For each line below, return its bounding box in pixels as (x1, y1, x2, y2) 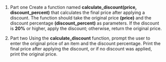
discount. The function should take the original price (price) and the (10, 15, 151, 20)
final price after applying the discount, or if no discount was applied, (10, 46, 152, 51)
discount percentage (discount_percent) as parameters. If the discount (10, 20, 159, 26)
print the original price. (10, 51, 58, 57)
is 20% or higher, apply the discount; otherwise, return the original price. (10, 25, 162, 31)
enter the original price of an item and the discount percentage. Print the (10, 40, 161, 46)
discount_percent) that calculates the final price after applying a (10, 9, 145, 15)
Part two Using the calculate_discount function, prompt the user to (10, 35, 150, 41)
